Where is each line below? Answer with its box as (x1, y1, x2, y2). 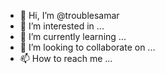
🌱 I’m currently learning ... (19, 31, 127, 42)
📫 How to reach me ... (19, 53, 113, 64)
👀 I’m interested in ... (19, 20, 105, 32)
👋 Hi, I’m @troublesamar (19, 10, 120, 21)
